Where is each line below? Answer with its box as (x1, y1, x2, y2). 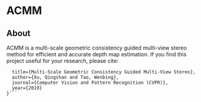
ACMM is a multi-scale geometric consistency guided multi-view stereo (6, 44, 187, 51)
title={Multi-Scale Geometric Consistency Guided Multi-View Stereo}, (12, 69, 196, 75)
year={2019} (12, 85, 43, 91)
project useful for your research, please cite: (6, 57, 119, 64)
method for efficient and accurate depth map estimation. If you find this (6, 51, 187, 58)
